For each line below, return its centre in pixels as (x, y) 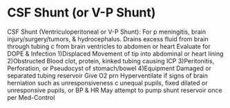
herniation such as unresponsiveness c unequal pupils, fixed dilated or (107, 83)
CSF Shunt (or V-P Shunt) (82, 13)
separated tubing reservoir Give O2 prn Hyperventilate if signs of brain (108, 75)
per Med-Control (31, 97)
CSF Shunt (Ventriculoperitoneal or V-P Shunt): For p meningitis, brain (106, 32)
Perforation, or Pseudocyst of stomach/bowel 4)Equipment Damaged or (109, 68)
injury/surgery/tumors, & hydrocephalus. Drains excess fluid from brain (108, 39)
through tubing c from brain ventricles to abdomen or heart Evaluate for (109, 46)
